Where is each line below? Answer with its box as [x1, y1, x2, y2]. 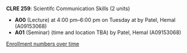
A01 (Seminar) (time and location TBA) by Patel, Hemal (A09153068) [14, 29, 182, 36]
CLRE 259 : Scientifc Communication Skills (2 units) [6, 5, 130, 12]
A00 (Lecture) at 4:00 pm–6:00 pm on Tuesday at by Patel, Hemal [14, 16, 176, 23]
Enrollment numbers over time [6, 41, 80, 47]
